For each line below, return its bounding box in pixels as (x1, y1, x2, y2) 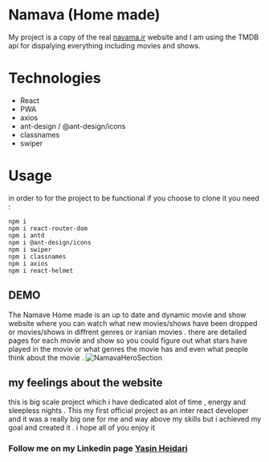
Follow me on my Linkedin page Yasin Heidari (8, 443, 188, 454)
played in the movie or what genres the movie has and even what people (8, 344, 249, 353)
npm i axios (8, 259, 48, 267)
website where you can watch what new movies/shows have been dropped (8, 318, 258, 328)
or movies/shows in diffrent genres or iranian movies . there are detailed (8, 327, 247, 336)
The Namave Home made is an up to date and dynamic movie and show (8, 310, 247, 320)
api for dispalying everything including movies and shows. (8, 40, 201, 50)
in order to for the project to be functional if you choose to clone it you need (8, 193, 259, 203)
